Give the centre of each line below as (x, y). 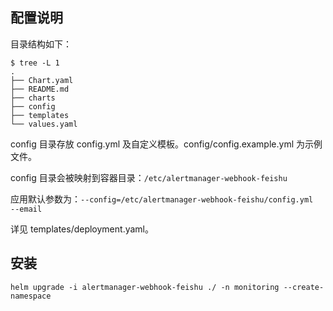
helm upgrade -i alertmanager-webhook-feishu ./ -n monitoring (145, 287)
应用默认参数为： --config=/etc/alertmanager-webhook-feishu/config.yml (162, 199)
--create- (304, 287)
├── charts (33, 98)
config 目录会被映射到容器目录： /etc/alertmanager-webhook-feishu (149, 177)
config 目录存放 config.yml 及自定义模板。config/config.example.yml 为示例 (166, 144)
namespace (31, 296)
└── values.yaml (44, 124)
